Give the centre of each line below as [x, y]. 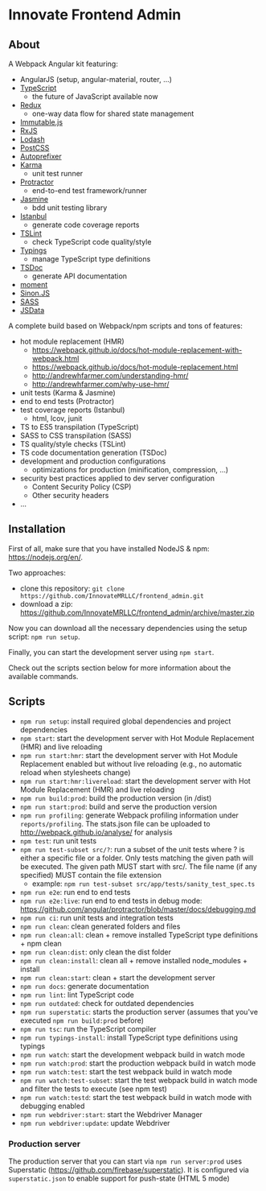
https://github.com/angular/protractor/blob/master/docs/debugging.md [138, 909]
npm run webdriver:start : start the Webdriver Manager [111, 1114]
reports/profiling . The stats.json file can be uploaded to [115, 823]
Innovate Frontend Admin [95, 15]
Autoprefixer [41, 156]
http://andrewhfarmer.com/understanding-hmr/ [110, 375]
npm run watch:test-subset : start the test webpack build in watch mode [139, 1080]
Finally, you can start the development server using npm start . [111, 652]
